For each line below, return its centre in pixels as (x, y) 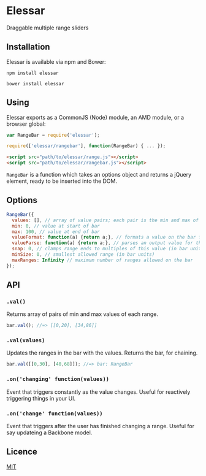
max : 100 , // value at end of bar (56, 232)
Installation (28, 47)
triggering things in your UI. (41, 398)
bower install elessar (35, 83)
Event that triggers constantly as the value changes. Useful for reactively (98, 392)
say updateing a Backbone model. (49, 432)
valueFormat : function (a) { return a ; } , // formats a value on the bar (104, 237)
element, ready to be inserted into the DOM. (62, 181)
